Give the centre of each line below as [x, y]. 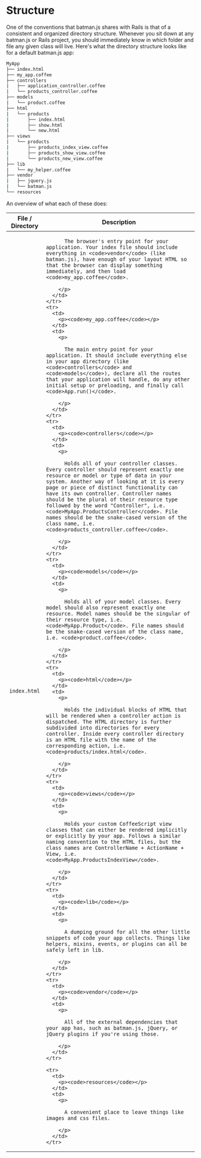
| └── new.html [33, 131]
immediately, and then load [86, 271]
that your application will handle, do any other [118, 379]
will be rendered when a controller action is [113, 716]
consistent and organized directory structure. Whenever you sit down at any [100, 33]
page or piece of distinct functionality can [112, 487]
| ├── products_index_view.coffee [57, 148]
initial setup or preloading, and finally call [115, 385]
